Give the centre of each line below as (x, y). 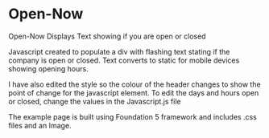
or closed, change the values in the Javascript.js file (95, 101)
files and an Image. (40, 125)
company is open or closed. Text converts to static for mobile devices (124, 60)
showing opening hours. (48, 68)
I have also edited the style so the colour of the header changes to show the (134, 84)
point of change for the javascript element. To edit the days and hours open (134, 92)
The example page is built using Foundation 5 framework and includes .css (133, 116)
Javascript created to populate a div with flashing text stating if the (119, 51)
